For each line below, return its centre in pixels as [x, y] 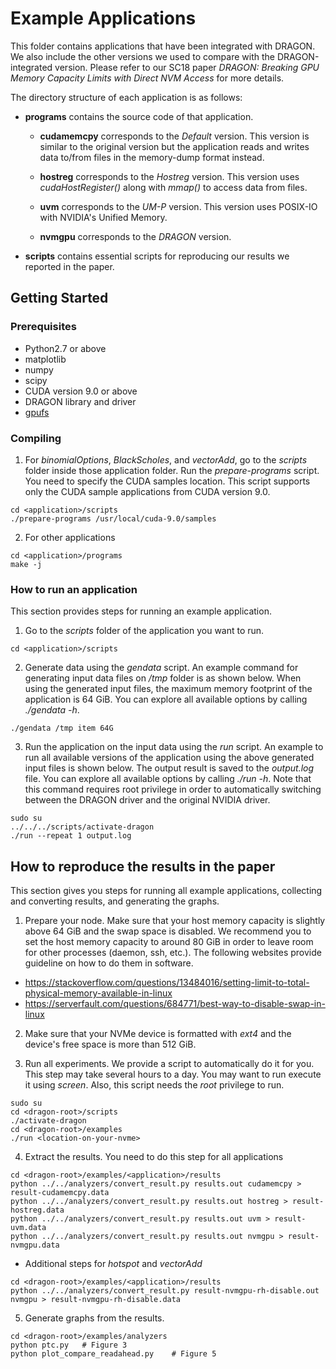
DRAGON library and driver [80, 401]
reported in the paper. [69, 266]
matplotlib [45, 359]
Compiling [36, 438]
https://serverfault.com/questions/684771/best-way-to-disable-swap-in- [175, 1004]
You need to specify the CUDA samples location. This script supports [167, 481]
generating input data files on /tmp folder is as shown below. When [163, 678]
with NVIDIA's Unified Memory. [103, 217]
